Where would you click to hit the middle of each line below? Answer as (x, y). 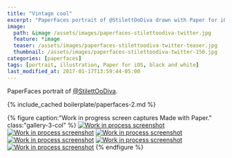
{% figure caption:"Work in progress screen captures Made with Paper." (109, 117)
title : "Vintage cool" (40, 13)
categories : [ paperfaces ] (44, 59)
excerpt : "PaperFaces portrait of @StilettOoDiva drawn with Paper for (112, 20)
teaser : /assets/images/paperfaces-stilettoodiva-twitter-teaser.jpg (115, 46)
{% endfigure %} (119, 147)
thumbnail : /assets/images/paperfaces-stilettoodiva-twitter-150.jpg (115, 52)
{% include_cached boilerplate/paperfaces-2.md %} (82, 104)
